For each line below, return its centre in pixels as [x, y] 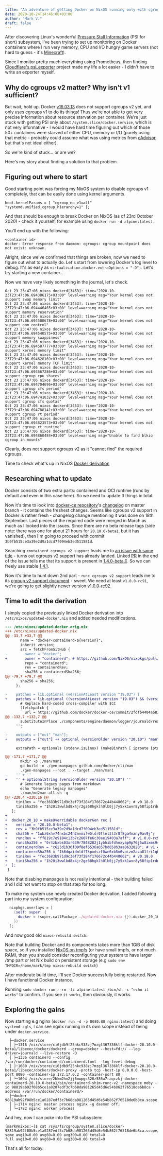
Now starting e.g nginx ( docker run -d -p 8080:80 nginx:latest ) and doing [81, 1021]
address [13, 1092]
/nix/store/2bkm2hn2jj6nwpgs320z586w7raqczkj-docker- [84, 1079]
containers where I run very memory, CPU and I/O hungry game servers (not [81, 47]
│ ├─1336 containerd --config [40, 1058]
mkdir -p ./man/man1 [41, 761]
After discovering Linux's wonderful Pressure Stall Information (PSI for [75, 37]
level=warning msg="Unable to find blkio [110, 436]
